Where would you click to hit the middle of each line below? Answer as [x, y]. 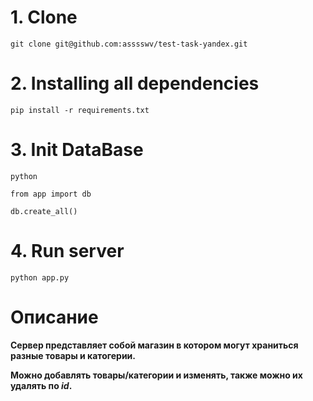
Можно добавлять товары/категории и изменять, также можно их [156, 375]
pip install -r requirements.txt [80, 110]
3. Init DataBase [77, 150]
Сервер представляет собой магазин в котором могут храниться [154, 345]
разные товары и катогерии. [73, 355]
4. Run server [67, 251]
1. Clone [44, 17]
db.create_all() [44, 211]
